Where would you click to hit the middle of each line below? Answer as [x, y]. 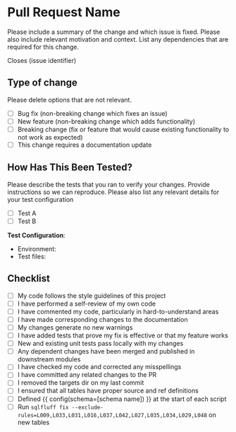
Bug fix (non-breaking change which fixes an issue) [92, 113]
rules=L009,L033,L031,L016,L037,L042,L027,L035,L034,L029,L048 [112, 415]
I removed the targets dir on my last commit [81, 383]
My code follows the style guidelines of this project [92, 295]
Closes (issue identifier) [42, 60]
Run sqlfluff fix [43, 407]
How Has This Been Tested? [70, 168]
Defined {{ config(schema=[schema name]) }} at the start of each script [122, 399]
